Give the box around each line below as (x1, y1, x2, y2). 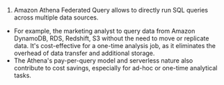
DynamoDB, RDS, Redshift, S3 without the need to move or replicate (13, 34, 209, 42)
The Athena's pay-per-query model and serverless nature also (13, 56, 193, 65)
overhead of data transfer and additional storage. (13, 49, 155, 57)
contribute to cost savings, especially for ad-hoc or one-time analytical (13, 64, 218, 72)
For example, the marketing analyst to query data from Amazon (13, 27, 195, 35)
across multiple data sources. (13, 13, 99, 22)
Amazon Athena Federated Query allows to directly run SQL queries (13, 6, 209, 14)
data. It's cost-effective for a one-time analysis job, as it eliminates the (13, 42, 216, 49)
